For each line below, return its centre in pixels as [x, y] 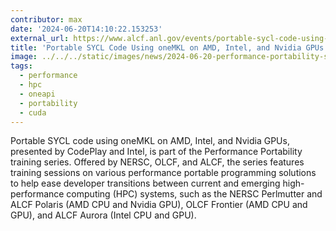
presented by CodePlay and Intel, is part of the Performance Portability [156, 152]
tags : [21, 66]
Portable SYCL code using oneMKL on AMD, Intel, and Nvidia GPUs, [150, 141]
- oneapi [37, 94]
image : [24, 57]
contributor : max [46, 19]
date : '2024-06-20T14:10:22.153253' [86, 29]
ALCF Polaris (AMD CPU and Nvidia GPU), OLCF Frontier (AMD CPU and [159, 205]
